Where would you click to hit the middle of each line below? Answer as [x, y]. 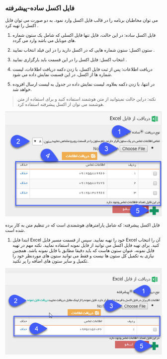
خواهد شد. [22, 89]
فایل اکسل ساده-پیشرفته [40, 8]
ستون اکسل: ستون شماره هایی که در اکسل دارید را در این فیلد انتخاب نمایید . [83, 50]
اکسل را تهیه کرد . [22, 25]
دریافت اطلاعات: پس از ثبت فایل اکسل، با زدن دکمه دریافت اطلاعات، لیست [82, 69]
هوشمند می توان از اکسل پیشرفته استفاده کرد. [61, 104]
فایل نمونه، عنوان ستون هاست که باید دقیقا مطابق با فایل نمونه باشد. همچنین [83, 251]
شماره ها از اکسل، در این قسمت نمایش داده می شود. [62, 74]
